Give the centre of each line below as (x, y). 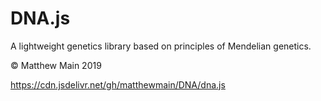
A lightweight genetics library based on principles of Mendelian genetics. (161, 46)
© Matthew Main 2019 (56, 65)
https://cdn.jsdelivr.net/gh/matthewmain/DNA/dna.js (118, 84)
